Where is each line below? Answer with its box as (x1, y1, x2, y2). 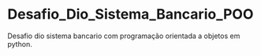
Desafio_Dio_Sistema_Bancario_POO (7, 5, 254, 23)
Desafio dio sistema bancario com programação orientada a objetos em (7, 31, 240, 40)
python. (7, 39, 32, 48)
